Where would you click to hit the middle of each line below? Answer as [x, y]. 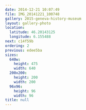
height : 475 [26, 64]
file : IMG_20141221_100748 [32, 14]
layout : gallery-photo [28, 23]
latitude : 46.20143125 [32, 32]
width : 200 [25, 82]
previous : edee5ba [24, 50]
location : [15, 28]
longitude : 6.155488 [30, 37]
